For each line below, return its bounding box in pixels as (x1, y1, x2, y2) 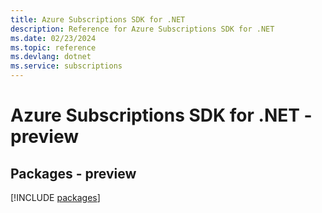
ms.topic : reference (10, 42, 97, 53)
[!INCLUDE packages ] (10, 192, 101, 203)
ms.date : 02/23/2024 (10, 33, 97, 43)
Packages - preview (10, 165, 137, 182)
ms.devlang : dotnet (10, 52, 92, 62)
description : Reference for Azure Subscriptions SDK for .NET (10, 24, 275, 34)
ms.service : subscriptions (10, 61, 123, 71)
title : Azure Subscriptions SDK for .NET (10, 14, 186, 25)
